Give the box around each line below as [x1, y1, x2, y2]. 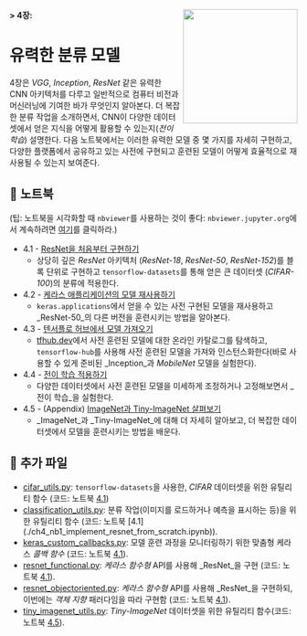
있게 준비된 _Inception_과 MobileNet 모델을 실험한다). [63, 357, 258, 368]
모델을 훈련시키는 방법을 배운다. [68, 426, 181, 437]
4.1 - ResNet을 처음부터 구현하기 [22, 243, 140, 254]
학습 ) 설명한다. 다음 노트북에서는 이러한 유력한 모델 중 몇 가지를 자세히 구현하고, [9, 133, 292, 145]
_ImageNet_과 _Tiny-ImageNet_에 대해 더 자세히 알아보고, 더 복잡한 [36, 414, 281, 425]
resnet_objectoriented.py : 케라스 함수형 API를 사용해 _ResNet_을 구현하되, [22, 582, 293, 593]
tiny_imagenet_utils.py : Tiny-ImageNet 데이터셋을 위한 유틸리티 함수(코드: [22, 605, 292, 616]
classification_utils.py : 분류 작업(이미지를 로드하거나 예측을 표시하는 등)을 [22, 503, 288, 515]
